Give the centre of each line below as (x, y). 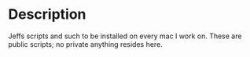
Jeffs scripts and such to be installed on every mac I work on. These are (125, 36)
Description (47, 14)
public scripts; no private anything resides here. (85, 44)
